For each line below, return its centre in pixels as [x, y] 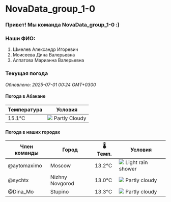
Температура [25, 109]
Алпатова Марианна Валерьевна [48, 60]
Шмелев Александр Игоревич [45, 49]
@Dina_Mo [21, 192]
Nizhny [59, 177]
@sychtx [18, 180]
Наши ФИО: [20, 39]
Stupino [60, 192]
